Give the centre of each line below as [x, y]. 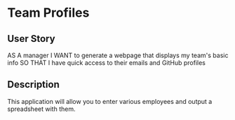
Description [33, 85]
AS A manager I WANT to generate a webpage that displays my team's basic [118, 55]
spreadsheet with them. [41, 109]
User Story [31, 39]
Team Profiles [48, 13]
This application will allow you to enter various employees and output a [110, 101]
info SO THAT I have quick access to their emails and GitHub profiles [106, 63]
